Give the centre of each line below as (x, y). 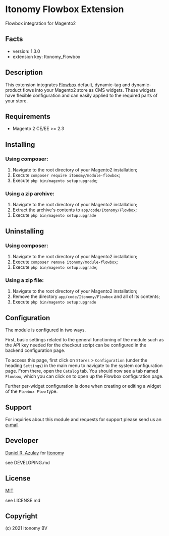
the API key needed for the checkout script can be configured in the (76, 345)
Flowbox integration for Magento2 (41, 23)
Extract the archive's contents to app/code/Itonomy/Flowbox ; (75, 210)
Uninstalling (25, 231)
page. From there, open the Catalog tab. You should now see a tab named (82, 371)
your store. (16, 101)
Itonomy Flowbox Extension (65, 9)
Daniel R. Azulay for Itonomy (35, 453)
